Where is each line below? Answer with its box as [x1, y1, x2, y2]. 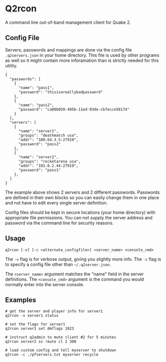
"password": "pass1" [18, 167, 61, 172]
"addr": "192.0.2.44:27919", [18, 163, 79, 168]
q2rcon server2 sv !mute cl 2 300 [5, 339, 77, 344]
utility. [5, 62, 18, 68]
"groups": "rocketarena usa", [18, 159, 81, 164]
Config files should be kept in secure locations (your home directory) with [5, 209, 156, 215]
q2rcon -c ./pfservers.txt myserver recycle [5, 352, 99, 357]
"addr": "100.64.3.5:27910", [18, 137, 79, 142]
